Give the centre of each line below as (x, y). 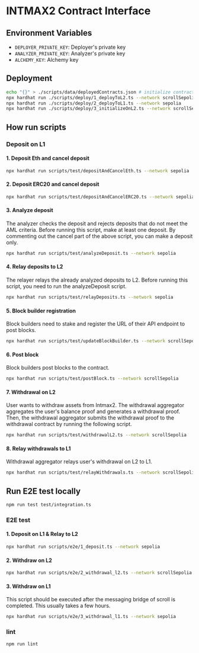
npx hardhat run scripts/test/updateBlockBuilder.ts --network (86, 341)
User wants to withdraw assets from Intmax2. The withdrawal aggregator (95, 405)
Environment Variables (49, 33)
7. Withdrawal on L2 (31, 392)
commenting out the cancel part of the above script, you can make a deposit (99, 236)
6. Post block (23, 354)
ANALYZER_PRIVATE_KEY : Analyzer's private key (70, 53)
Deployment (29, 78)
